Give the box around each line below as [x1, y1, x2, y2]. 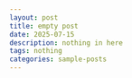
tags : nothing [9, 47, 63, 56]
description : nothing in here [9, 38, 124, 48]
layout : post [9, 13, 59, 22]
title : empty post [9, 22, 79, 30]
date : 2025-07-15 [9, 30, 75, 39]
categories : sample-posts [9, 55, 107, 64]
